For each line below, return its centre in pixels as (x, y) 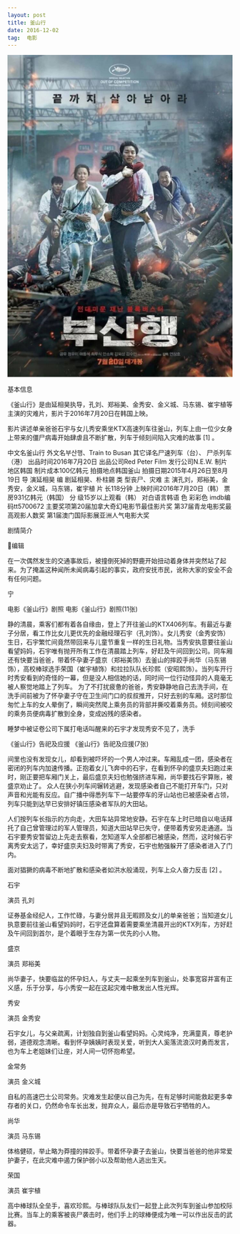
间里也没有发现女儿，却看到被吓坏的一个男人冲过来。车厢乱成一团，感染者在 (120, 759)
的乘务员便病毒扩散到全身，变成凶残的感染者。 (76, 713)
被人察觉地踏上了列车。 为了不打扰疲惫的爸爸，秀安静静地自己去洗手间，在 (118, 687)
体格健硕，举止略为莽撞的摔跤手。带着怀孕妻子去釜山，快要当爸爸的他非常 (117, 1151)
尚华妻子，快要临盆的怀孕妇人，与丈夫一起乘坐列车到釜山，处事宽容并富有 (117, 978)
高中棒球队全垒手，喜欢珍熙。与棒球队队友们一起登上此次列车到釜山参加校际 (120, 1205)
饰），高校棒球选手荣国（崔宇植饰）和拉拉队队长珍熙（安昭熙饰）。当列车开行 (120, 669)
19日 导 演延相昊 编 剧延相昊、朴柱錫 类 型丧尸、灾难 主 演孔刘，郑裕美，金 (118, 479)
